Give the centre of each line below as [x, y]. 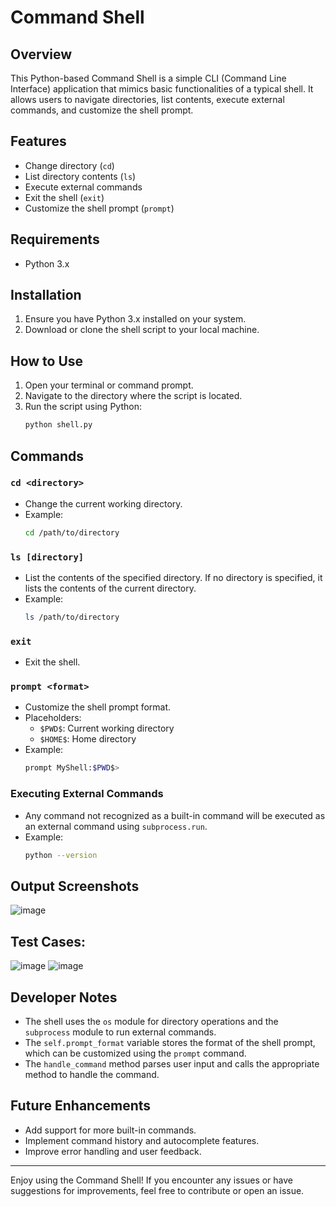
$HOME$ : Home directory [88, 739]
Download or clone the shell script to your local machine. [142, 330]
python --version [61, 855]
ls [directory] [47, 557]
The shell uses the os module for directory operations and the [151, 1021]
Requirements [55, 239]
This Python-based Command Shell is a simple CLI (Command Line [148, 78]
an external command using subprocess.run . [116, 826]
